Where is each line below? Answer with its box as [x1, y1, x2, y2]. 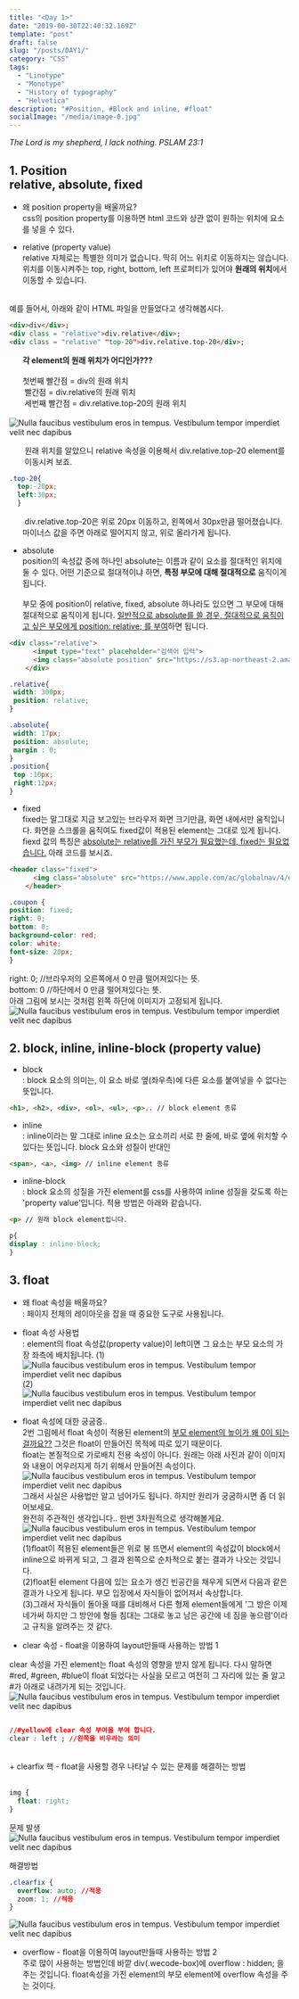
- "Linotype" [17, 71, 66, 80]
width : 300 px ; [12, 688, 66, 697]
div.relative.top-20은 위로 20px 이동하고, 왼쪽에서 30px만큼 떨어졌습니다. [24, 516, 283, 527]
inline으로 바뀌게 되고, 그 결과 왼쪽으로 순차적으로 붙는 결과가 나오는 [21, 1554, 258, 1565]
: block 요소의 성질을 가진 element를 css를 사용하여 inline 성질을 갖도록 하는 [21, 1186, 289, 1197]
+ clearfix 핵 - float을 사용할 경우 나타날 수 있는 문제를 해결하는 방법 [9, 1761, 246, 1772]
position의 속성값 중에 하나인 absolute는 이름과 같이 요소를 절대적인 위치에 [21, 556, 283, 566]
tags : [9, 63, 29, 72]
